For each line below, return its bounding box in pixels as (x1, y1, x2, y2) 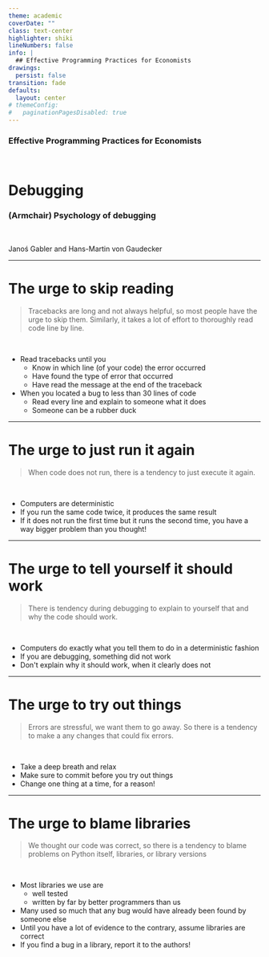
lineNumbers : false (8, 42, 74, 50)
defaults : (8, 86, 42, 95)
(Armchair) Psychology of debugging (8, 210, 156, 221)
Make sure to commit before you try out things (19, 770, 174, 780)
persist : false (15, 71, 66, 79)
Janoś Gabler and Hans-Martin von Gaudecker (8, 244, 163, 253)
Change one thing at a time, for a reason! (19, 779, 155, 789)
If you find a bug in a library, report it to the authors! (19, 940, 191, 950)
